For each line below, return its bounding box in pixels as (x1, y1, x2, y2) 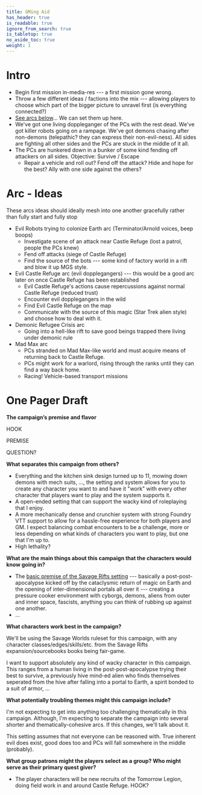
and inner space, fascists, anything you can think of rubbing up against (14, 598, 192, 605)
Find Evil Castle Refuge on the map (24, 301, 112, 309)
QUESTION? (6, 448, 37, 456)
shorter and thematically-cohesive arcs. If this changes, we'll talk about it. (6, 721, 190, 728)
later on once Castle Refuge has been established (14, 276, 139, 283)
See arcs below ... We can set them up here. (14, 114, 124, 121)
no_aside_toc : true (6, 37, 55, 43)
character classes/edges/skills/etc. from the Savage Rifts (6, 641, 148, 648)
